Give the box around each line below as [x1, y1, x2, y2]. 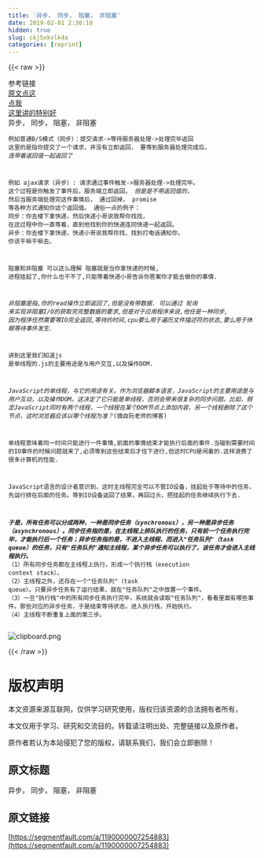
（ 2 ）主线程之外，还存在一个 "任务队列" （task [8, 578, 139, 586]
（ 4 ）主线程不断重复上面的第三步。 [8, 611, 106, 619]
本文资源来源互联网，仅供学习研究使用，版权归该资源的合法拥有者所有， [8, 705, 242, 714]
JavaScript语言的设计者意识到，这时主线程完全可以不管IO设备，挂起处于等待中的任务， [8, 483, 255, 490]
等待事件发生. [13, 324, 53, 333]
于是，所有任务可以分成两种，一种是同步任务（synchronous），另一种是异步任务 [8, 519, 234, 527]
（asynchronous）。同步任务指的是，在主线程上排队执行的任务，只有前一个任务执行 [8, 527, 244, 535]
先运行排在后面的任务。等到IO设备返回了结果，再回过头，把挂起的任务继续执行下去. [8, 491, 241, 499]
